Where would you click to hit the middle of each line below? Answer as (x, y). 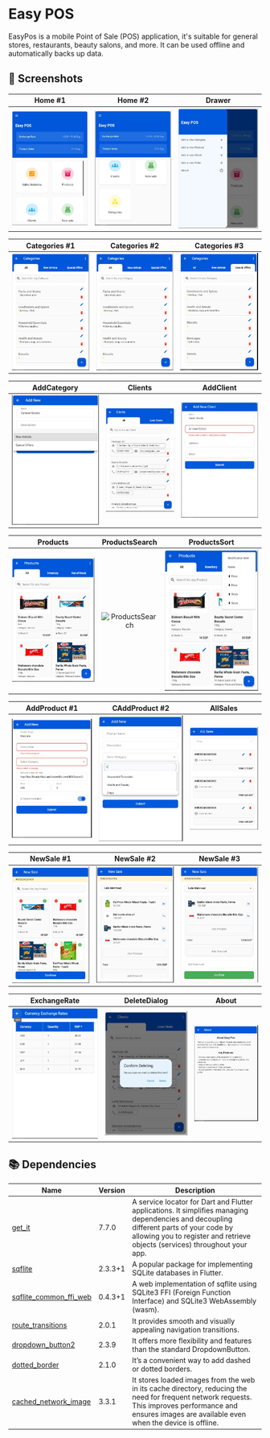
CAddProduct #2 (141, 708)
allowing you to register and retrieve (192, 1236)
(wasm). (146, 1310)
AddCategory (55, 387)
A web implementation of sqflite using (194, 1284)
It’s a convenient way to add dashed (191, 1361)
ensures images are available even (189, 1415)
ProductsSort (211, 542)
